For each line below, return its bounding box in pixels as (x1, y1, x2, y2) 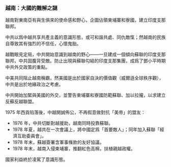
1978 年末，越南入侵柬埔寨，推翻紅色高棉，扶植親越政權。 (12, 146, 136, 152)
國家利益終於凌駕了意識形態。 (5, 156, 68, 162)
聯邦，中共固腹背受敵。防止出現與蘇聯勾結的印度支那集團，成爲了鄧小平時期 (5, 58, 166, 64)
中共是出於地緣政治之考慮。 (5, 81, 64, 88)
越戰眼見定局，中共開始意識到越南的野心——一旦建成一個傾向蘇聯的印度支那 (5, 51, 166, 58)
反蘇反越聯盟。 (5, 98, 37, 105)
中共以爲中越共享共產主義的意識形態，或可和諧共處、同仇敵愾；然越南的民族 (5, 34, 166, 40)
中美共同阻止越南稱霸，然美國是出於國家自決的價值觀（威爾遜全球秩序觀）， (5, 75, 164, 81)
